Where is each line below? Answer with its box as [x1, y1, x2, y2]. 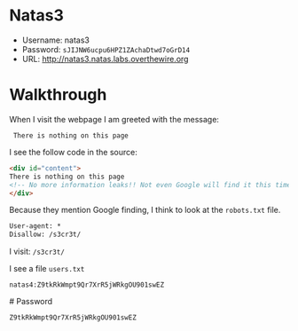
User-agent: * [9, 222, 62, 231]
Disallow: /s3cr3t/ [9, 230, 82, 240]
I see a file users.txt [9, 264, 85, 274]
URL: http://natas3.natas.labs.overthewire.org [21, 53, 189, 64]
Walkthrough [9, 85, 107, 105]
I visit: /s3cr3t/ [9, 246, 65, 257]
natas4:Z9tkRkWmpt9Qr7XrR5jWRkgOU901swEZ [9, 280, 165, 289]
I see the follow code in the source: [9, 146, 137, 157]
